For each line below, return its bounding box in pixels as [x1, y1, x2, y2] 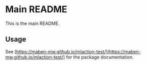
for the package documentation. [66, 54, 134, 60]
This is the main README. [5, 20, 60, 26]
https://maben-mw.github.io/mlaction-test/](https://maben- [16, 48, 141, 54]
